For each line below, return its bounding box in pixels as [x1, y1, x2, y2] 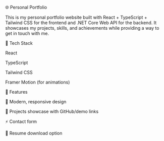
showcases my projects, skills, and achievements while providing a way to [5, 25, 159, 31]
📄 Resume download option [5, 130, 63, 136]
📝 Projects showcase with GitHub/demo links [5, 108, 99, 114]
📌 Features [5, 89, 28, 95]
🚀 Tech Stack [5, 40, 33, 46]
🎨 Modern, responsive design [5, 99, 67, 105]
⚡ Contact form [5, 118, 37, 124]
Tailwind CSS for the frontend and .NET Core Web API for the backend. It [5, 20, 157, 26]
